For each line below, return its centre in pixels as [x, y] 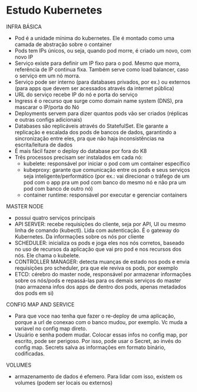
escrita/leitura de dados [44, 145]
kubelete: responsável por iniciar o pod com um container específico [106, 164]
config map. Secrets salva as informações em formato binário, [90, 347]
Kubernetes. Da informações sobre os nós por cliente [79, 236]
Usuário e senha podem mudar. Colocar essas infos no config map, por [101, 335]
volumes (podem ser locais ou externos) [64, 383]
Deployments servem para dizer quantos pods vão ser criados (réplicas [101, 113]
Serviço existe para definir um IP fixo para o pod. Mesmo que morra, [98, 63]
